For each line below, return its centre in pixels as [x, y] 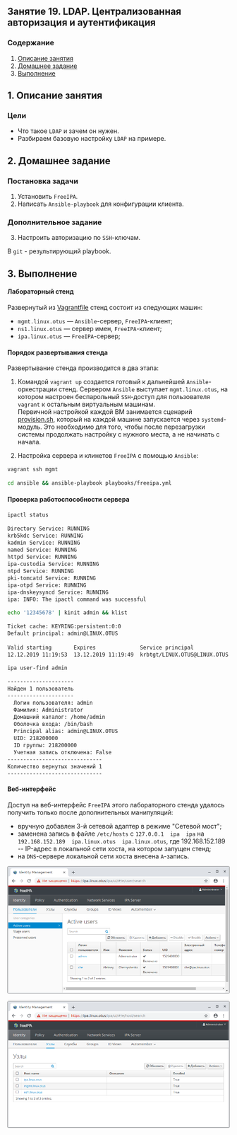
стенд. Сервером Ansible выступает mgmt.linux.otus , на [143, 389]
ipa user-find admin [38, 668]
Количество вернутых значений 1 [55, 766]
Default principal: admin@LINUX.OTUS [63, 633]
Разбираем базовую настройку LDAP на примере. [92, 139]
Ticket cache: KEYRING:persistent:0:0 [64, 626]
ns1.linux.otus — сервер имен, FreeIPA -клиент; [90, 328]
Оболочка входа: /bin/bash [53, 724]
